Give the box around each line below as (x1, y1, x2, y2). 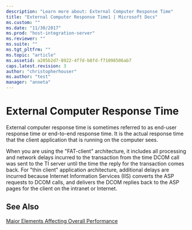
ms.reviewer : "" (6, 36, 46, 42)
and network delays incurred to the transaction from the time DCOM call (6, 153, 180, 161)
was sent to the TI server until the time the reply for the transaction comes (6, 160, 184, 167)
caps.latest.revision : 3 (6, 63, 67, 69)
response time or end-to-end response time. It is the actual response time (6, 130, 184, 137)
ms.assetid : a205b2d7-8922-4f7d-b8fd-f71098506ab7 (6, 57, 132, 63)
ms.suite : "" (6, 42, 38, 47)
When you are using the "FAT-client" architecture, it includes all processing (6, 147, 187, 155)
